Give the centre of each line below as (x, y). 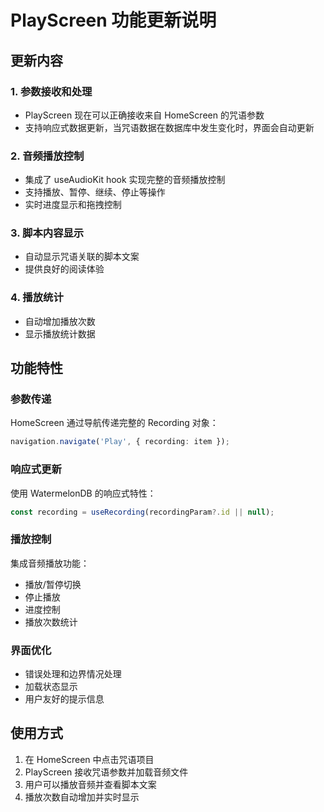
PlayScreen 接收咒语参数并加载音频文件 (106, 772)
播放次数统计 (51, 622)
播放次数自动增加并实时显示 (82, 797)
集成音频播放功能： (50, 563)
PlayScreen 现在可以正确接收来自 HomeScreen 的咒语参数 (144, 115)
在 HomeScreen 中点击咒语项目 (89, 759)
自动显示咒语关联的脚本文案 (82, 257)
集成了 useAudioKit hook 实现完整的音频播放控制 (125, 180)
